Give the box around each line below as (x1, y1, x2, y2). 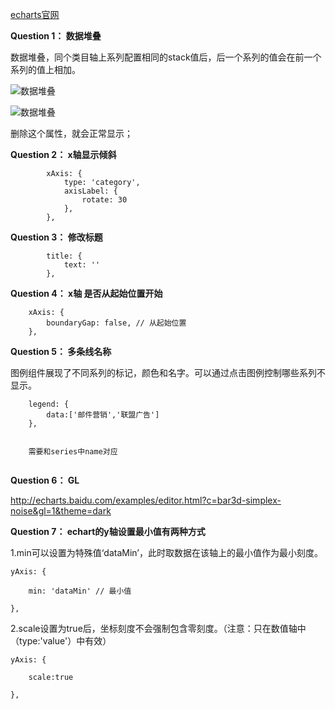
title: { (46, 251, 83, 261)
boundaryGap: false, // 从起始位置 (46, 318, 187, 328)
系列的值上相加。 (10, 64, 81, 75)
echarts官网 (10, 9, 60, 20)
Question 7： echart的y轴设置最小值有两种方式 (10, 526, 206, 537)
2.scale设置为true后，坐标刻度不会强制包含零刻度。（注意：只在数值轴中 (10, 623, 307, 634)
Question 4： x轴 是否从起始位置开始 (10, 288, 163, 299)
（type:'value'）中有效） (10, 635, 112, 647)
